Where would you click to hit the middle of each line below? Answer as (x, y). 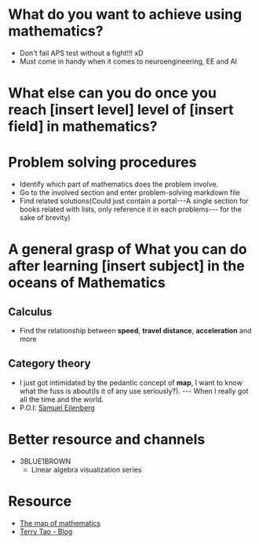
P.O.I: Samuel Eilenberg (57, 407)
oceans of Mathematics (87, 283)
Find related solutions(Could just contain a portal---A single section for (134, 201)
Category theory (50, 364)
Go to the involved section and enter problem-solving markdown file (130, 193)
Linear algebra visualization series (86, 469)
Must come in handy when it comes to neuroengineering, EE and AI (128, 61)
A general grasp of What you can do (128, 250)
